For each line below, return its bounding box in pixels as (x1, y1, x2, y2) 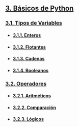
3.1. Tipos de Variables (5, 19, 62, 27)
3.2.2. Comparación (12, 104, 56, 111)
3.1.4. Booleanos (12, 67, 49, 73)
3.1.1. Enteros (12, 32, 41, 38)
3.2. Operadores (5, 80, 47, 87)
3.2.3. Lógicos (12, 116, 44, 122)
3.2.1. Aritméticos (12, 93, 51, 99)
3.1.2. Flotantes (12, 44, 46, 50)
